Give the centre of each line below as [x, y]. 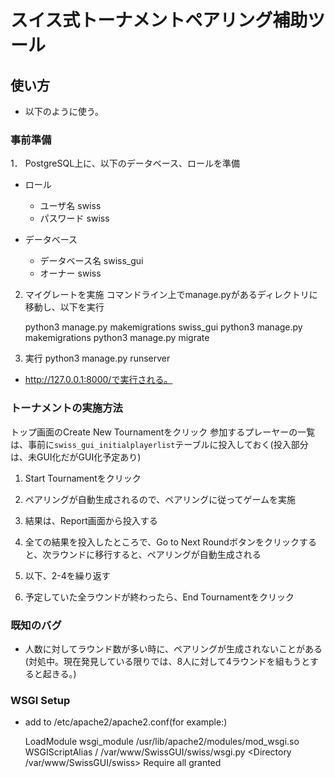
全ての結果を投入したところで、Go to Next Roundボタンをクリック [162, 542]
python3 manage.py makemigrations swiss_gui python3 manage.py [163, 327]
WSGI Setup [40, 700]
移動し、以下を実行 [64, 307]
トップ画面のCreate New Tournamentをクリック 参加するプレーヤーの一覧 [163, 432]
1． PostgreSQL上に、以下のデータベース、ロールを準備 [125, 163]
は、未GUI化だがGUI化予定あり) [76, 457]
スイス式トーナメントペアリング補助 [159, 20]
